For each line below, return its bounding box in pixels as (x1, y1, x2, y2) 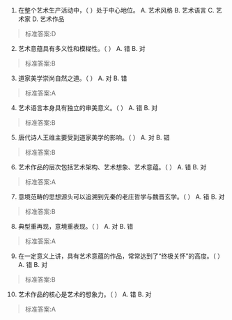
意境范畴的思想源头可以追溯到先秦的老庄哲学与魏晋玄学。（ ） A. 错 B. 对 (17, 192, 225, 201)
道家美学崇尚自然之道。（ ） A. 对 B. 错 (17, 74, 127, 82)
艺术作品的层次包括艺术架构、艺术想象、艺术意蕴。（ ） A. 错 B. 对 (17, 163, 207, 171)
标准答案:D (24, 30, 56, 38)
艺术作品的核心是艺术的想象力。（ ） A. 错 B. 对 (17, 290, 152, 298)
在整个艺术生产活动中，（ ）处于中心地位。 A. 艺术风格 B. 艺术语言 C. (17, 6, 215, 14)
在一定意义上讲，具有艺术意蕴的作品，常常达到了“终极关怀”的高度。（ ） (17, 252, 224, 260)
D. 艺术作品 (31, 15, 65, 23)
